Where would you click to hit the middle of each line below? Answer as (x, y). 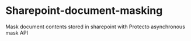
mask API (17, 32)
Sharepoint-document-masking (84, 11)
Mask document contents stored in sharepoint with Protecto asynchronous (95, 27)
